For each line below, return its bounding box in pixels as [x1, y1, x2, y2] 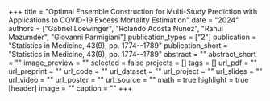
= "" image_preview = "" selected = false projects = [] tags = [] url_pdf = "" [8, 58, 258, 67]
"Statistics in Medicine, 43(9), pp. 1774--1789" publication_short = [8, 41, 228, 50]
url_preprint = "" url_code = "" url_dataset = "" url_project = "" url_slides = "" [8, 67, 263, 75]
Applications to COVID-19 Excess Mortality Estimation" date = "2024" [8, 15, 239, 25]
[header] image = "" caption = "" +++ [8, 83, 133, 93]
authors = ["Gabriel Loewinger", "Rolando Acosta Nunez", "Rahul [8, 24, 224, 33]
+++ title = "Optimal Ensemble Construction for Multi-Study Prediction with [8, 7, 258, 16]
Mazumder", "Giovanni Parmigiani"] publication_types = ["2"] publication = [8, 32, 257, 42]
